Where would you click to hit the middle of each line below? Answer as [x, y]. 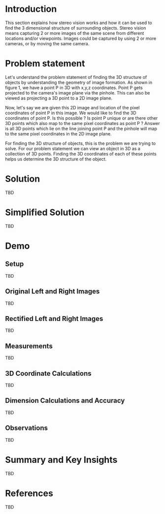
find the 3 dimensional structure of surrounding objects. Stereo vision [76, 28]
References [29, 493]
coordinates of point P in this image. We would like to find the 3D [71, 113]
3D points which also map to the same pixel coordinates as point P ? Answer [82, 123]
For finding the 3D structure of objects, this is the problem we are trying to [81, 143]
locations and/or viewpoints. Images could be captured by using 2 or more [81, 38]
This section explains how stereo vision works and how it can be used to [79, 23]
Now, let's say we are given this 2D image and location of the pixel [72, 107]
